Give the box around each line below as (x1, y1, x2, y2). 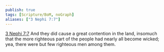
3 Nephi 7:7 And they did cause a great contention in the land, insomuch (5, 31, 157, 37)
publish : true (5, 7, 36, 13)
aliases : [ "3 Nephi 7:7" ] (5, 17, 60, 22)
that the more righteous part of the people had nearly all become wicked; (5, 36, 159, 42)
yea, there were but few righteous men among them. (5, 41, 116, 47)
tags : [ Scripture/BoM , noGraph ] (5, 12, 74, 17)
